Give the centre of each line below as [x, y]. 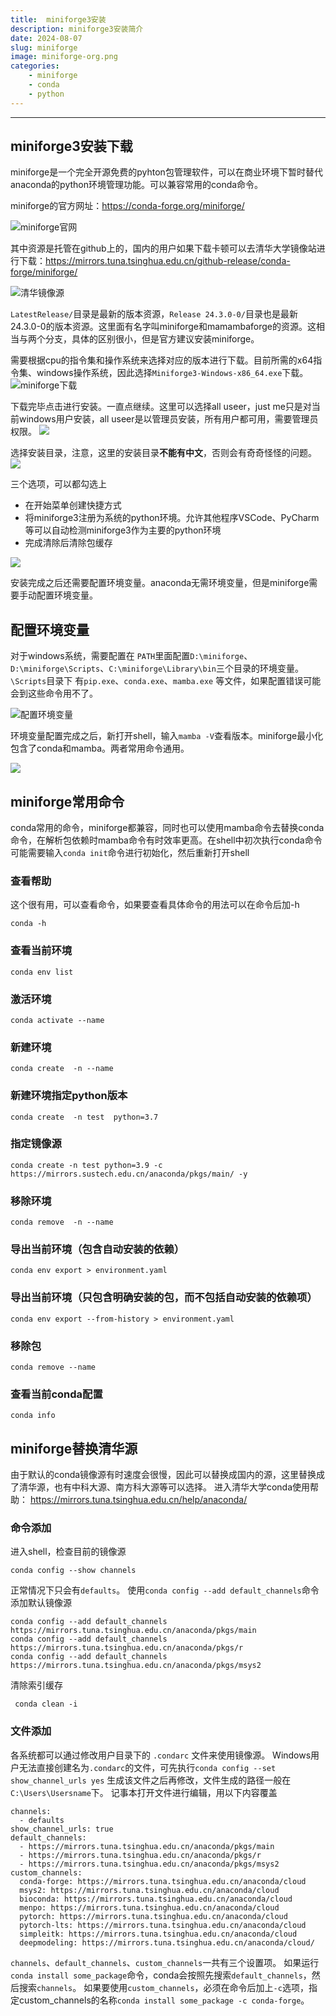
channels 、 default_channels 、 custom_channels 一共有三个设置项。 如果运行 [165, 1962]
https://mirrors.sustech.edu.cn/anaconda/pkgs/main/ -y [129, 1174]
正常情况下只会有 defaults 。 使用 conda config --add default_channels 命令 [165, 1590]
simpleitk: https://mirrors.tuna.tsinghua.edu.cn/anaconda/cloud [158, 1934]
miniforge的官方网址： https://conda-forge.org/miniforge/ [127, 206]
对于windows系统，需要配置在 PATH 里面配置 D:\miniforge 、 [131, 656]
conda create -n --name [62, 1069]
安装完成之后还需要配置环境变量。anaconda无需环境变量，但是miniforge [160, 583]
